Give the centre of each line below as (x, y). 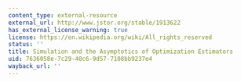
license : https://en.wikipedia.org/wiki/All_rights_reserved (110, 37)
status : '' (26, 45)
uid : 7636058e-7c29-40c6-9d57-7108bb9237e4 (80, 59)
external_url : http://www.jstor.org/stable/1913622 (94, 23)
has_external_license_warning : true (68, 30)
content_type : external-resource (63, 15)
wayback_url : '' (35, 66)
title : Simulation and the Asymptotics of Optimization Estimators (121, 52)
